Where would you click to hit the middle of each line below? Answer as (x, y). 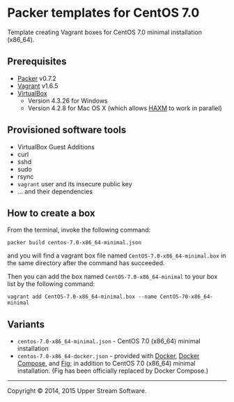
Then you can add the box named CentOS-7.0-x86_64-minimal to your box (112, 276)
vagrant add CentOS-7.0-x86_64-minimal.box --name (82, 297)
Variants (26, 324)
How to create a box (51, 213)
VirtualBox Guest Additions (56, 147)
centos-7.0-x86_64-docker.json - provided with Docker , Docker (108, 356)
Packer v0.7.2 (37, 78)
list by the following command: (51, 284)
